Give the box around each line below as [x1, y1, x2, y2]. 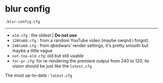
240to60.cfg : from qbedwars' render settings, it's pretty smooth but [12, 42, 149, 48]
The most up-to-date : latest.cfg [5, 72, 73, 78]
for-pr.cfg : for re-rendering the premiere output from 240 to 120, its [12, 58, 149, 64]
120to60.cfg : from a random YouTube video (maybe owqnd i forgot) [12, 37, 148, 43]
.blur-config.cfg [5, 19, 40, 24]
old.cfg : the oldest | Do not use [12, 32, 77, 38]
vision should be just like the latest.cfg [12, 63, 92, 69]
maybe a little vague [12, 47, 53, 54]
